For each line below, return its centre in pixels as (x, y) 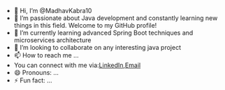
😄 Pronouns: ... (36, 72)
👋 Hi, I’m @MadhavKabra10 (53, 11)
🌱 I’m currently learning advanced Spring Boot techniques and (103, 33)
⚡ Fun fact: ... (33, 80)
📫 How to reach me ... (46, 55)
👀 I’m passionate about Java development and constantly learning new (116, 18)
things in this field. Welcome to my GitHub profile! (85, 25)
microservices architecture (52, 40)
